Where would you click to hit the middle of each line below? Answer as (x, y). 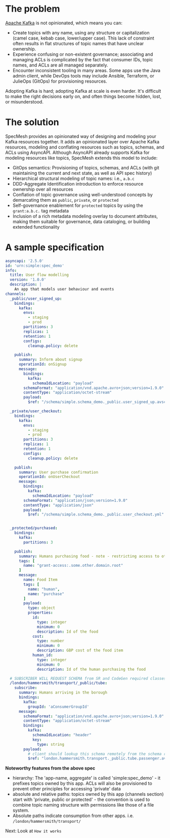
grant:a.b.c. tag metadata (41, 210)
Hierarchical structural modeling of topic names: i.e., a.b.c (74, 178)
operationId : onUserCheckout (49, 477)
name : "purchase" (46, 594)
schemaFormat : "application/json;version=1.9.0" (76, 500)
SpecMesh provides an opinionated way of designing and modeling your (81, 136)
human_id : (42, 655)
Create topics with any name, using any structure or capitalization (81, 32)
